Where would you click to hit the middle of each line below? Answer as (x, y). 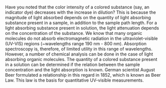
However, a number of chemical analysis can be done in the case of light (79, 54)
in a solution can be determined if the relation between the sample (73, 64)
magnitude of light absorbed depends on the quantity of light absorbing (78, 17)
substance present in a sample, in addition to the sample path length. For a (81, 23)
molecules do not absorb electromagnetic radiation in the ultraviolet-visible (82, 38)
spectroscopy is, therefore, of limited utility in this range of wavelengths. (79, 49)
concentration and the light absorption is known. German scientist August (80, 70)
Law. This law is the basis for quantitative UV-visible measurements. (75, 80)
